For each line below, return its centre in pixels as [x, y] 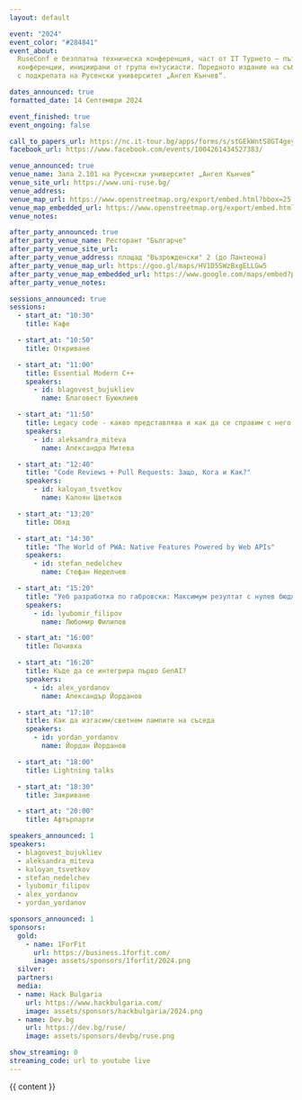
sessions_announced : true [58, 299]
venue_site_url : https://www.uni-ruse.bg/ [90, 183]
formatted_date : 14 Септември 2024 [76, 100]
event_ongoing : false [50, 125]
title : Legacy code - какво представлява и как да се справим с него [159, 423]
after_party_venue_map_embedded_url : [80, 274]
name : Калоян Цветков [82, 498]
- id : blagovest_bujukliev [84, 390]
